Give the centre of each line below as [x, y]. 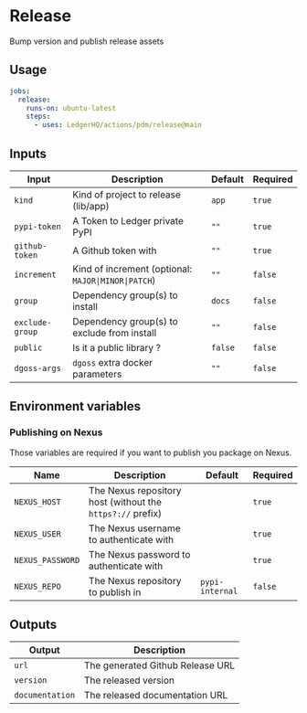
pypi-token [37, 226]
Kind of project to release [127, 195]
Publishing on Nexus [56, 432]
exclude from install [115, 333]
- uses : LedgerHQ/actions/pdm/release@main [118, 125]
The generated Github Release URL [159, 665]
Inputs [28, 153]
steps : [38, 117]
